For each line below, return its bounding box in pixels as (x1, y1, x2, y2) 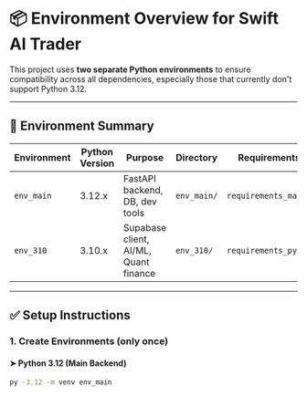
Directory (175, 151, 217, 163)
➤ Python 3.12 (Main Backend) (9, 358, 127, 369)
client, (122, 233, 150, 245)
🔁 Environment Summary (9, 119, 154, 134)
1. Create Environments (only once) (9, 335, 169, 348)
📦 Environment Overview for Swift (9, 8, 279, 29)
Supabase (122, 221, 167, 234)
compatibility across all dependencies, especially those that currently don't (9, 73, 292, 84)
